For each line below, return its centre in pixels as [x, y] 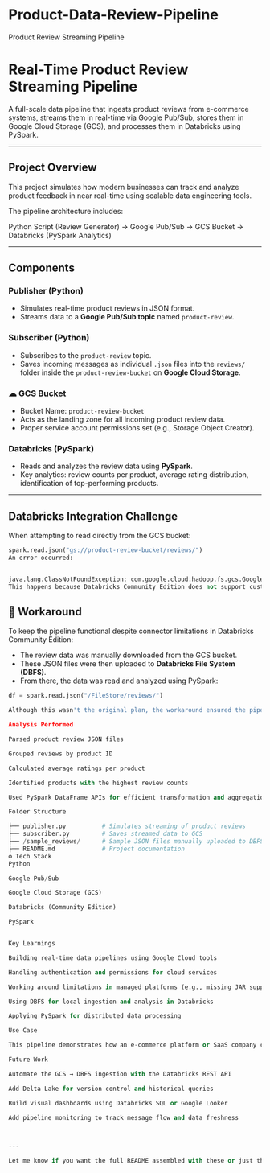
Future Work [28, 1060]
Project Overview [53, 168]
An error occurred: [41, 558]
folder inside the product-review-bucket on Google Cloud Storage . [130, 372]
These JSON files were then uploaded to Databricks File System [127, 664]
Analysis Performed [41, 725]
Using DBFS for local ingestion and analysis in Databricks [111, 1002]
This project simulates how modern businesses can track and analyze [124, 187]
